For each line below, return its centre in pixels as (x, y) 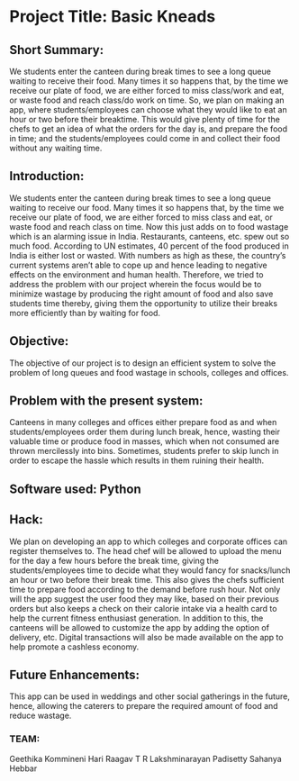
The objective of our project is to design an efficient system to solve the (143, 363)
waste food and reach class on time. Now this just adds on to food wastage (149, 226)
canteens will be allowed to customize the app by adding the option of (140, 627)
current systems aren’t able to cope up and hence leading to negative (138, 265)
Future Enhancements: (75, 675)
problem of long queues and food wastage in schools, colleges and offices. (149, 372)
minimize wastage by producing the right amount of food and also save (141, 294)
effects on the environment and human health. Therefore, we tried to (136, 274)
